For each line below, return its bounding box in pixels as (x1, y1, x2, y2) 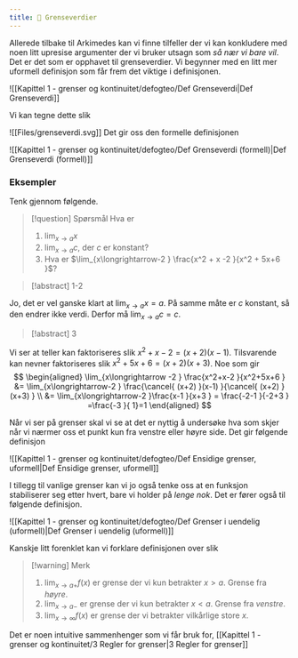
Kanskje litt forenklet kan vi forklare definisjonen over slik (9, 543, 219, 554)
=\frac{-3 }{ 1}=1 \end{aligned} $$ (87, 400, 212, 411)
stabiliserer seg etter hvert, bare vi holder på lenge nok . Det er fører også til (9, 490, 286, 501)
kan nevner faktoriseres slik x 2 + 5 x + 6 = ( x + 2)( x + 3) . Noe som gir (9, 357, 260, 369)
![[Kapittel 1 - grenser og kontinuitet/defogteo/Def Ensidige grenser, (9, 453, 256, 464)
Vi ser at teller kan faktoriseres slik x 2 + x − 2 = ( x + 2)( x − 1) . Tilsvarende (9, 346, 278, 357)
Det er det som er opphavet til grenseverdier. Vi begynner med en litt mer (9, 56, 278, 67)
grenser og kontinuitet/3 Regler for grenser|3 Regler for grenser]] (9, 638, 249, 649)
